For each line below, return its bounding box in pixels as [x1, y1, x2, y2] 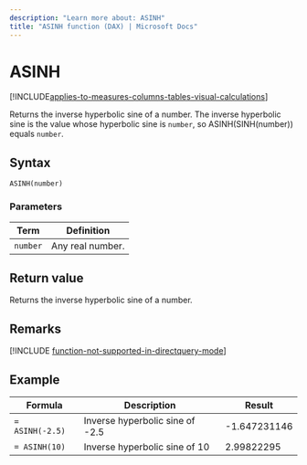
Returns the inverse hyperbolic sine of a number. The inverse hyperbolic [9, 109, 281, 120]
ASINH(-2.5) [14, 426, 67, 436]
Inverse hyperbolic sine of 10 [83, 440, 210, 453]
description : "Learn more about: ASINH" [9, 13, 166, 23]
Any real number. [51, 239, 125, 252]
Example [9, 372, 60, 387]
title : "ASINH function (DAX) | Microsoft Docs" [9, 22, 198, 31]
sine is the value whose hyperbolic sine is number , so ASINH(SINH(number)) [9, 119, 294, 130]
